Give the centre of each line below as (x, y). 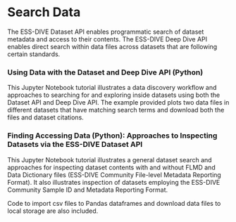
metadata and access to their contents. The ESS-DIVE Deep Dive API (107, 39)
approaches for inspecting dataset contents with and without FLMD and (112, 167)
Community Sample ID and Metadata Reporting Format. (88, 190)
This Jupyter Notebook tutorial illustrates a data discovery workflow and (112, 88)
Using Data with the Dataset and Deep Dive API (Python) (105, 72)
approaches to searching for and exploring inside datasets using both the (114, 95)
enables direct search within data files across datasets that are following (112, 46)
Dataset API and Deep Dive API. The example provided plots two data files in (118, 103)
